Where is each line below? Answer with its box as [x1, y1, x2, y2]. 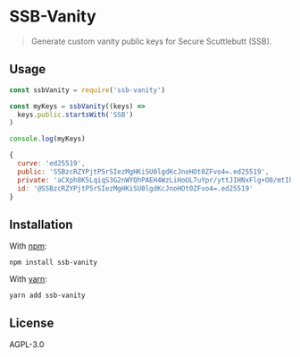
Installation [9, 217, 73, 232]
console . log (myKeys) [9, 134, 87, 144]
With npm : [9, 241, 47, 251]
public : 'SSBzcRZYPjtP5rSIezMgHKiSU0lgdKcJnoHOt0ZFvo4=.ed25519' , [17, 167, 270, 176]
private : [17, 175, 50, 184]
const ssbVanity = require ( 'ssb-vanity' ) [9, 85, 166, 95]
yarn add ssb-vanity [9, 291, 87, 301]
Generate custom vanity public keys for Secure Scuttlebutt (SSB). [30, 36, 272, 47]
